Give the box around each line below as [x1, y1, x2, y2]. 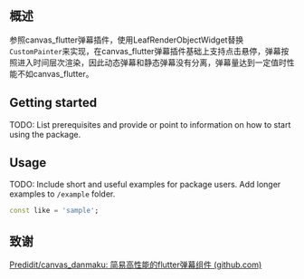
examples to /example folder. [9, 188, 116, 199]
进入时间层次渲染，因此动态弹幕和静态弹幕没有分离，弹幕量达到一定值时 [16, 57, 287, 68]
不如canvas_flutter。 [16, 68, 94, 79]
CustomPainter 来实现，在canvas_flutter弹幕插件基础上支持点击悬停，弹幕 [9, 45, 281, 56]
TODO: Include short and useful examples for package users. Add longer [9, 179, 281, 190]
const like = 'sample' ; [9, 207, 100, 216]
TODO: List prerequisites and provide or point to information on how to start [9, 119, 291, 130]
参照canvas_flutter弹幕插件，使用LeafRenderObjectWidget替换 [9, 34, 244, 45]
